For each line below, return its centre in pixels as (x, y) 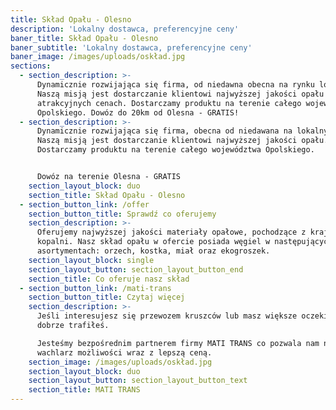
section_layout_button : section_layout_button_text (138, 381)
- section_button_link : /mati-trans (95, 288)
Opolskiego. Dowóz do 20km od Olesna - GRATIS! (138, 112)
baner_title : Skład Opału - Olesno (84, 38)
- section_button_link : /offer (84, 204)
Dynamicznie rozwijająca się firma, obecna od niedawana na (164, 131)
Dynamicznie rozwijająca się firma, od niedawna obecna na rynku (175, 85)
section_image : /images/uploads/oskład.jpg (120, 362)
